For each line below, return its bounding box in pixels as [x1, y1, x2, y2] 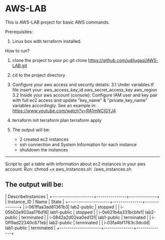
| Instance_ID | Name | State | [5, 199, 65, 205]
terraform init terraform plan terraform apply [12, 117, 102, 123]
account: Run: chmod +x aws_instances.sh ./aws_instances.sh [5, 166, 132, 172]
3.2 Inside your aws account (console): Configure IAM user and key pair [12, 92, 158, 98]
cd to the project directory [12, 72, 65, 78]
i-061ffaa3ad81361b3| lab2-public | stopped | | [25, 204, 120, 210]
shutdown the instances [19, 147, 68, 152]
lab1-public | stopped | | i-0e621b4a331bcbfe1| [50, 209, 144, 215]
